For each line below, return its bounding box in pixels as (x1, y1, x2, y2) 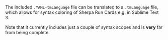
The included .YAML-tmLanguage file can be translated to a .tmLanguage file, (5, 4, 158, 10)
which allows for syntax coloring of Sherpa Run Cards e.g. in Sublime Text (5, 9, 159, 15)
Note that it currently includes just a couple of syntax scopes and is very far (5, 24, 163, 30)
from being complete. (5, 30, 50, 35)
